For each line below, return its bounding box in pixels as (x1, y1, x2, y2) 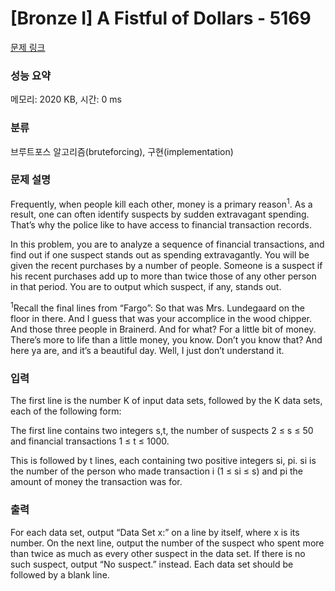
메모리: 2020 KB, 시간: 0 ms (10, 93, 122, 106)
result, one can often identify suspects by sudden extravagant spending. (10, 208, 310, 221)
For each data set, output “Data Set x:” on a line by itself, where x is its (10, 526, 300, 538)
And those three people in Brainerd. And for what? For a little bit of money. (10, 323, 317, 336)
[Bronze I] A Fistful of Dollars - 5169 (10, 7, 312, 30)
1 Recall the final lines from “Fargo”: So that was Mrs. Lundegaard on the (10, 300, 305, 314)
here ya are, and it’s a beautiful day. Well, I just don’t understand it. (10, 345, 285, 357)
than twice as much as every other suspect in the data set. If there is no (10, 547, 306, 559)
